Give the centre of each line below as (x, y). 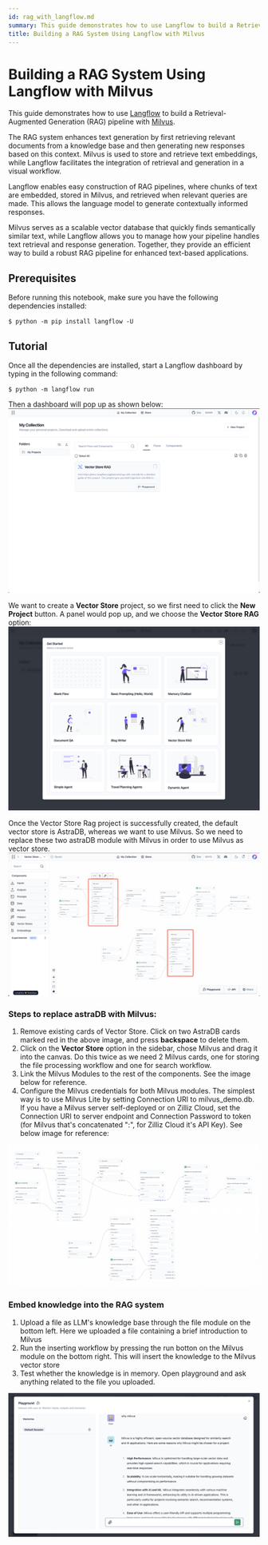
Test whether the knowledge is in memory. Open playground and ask (133, 1373)
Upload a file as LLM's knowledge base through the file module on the (135, 1322)
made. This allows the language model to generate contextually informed (128, 204)
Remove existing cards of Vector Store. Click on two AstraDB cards (130, 1031)
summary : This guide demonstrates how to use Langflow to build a (121, 25)
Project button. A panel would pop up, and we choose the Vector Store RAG (134, 614)
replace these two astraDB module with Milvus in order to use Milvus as (126, 840)
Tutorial (28, 346)
